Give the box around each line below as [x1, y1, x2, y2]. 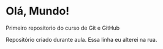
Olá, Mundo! [6, 4, 70, 18]
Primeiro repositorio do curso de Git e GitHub [6, 24, 120, 31]
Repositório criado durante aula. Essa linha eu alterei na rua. [6, 36, 157, 43]
